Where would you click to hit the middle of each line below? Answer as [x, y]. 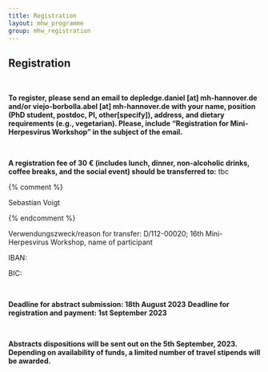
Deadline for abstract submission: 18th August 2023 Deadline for [119, 305]
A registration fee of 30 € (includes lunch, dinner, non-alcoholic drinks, [129, 163]
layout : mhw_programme [46, 23]
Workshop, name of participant [102, 242]
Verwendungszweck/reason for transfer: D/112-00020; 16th [106, 234]
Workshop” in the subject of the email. [117, 132]
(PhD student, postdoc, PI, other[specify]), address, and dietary [117, 115]
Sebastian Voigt [34, 203]
